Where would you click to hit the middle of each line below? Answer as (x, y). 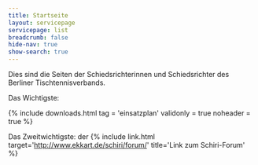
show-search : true (38, 52)
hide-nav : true (33, 45)
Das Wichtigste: (34, 98)
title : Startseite (38, 15)
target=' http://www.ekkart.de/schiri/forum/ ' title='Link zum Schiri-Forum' (127, 145)
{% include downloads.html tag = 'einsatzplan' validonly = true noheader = (129, 113)
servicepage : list (38, 30)
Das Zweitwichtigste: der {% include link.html (82, 137)
